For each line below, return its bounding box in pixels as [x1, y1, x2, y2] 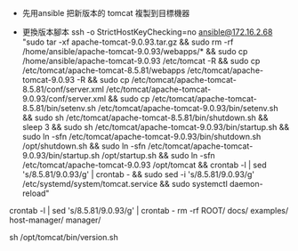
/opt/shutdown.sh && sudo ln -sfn [21, 141, 147, 151]
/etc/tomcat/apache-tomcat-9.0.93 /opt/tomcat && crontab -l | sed [21, 159, 267, 170]
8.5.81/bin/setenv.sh [21, 103, 96, 113]
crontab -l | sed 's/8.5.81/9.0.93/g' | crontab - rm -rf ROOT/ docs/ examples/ [9, 206, 289, 215]
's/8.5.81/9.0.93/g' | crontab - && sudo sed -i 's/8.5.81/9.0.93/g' [21, 169, 255, 180]
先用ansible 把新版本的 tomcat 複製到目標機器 [21, 8, 190, 18]
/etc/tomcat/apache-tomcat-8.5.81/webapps [21, 65, 186, 76]
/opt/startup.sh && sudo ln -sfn [101, 150, 215, 160]
